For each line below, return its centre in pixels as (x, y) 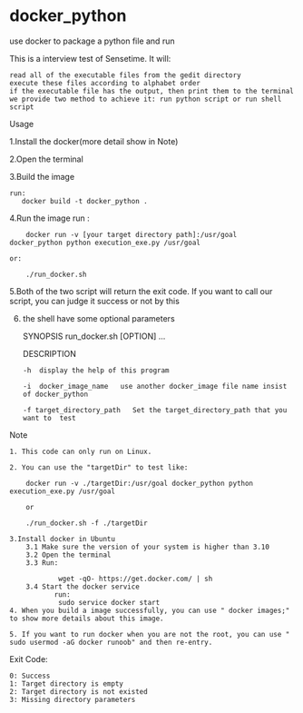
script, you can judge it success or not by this (94, 301)
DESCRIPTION (49, 353)
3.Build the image (42, 176)
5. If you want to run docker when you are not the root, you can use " (150, 634)
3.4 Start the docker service (83, 587)
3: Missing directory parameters (73, 699)
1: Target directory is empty (67, 683)
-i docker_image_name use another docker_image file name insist (155, 386)
